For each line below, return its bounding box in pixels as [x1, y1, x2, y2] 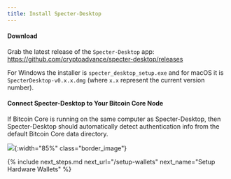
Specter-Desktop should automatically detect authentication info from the [7, 122, 220, 131]
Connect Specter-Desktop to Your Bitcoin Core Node [7, 99, 164, 108]
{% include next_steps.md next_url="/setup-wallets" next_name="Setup [7, 158, 216, 166]
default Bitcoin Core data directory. [7, 130, 108, 138]
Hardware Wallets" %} [7, 165, 72, 173]
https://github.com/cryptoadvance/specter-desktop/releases [7, 55, 183, 63]
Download [7, 32, 38, 41]
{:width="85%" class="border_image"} [14, 144, 127, 152]
